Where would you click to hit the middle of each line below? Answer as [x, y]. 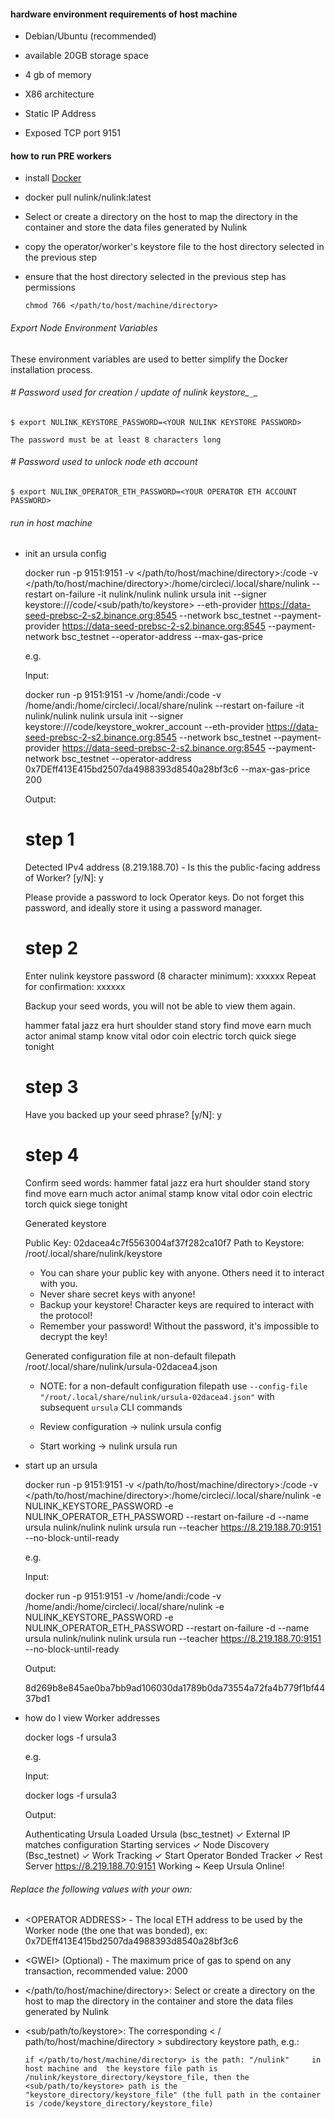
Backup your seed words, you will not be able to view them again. [160, 1006]
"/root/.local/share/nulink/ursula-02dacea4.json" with [157, 1396]
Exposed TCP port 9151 [72, 133]
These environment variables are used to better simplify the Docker [149, 359]
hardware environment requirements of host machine [124, 14]
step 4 [52, 1155]
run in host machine [51, 522]
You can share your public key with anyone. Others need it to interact [182, 1272]
